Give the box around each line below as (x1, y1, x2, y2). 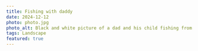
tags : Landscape (6, 30, 46, 36)
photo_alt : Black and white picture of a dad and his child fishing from (6, 25, 193, 31)
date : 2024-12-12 (6, 14, 49, 20)
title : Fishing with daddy (6, 8, 73, 15)
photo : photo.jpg (6, 19, 49, 25)
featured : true (6, 36, 44, 42)
